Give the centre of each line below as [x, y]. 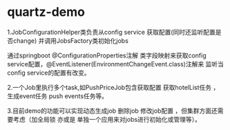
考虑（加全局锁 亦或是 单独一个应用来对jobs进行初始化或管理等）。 [107, 119]
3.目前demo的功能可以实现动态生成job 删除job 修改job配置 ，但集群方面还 [112, 111]
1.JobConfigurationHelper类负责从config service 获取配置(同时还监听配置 [112, 32]
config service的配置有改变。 [49, 73]
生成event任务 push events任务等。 [58, 96]
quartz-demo [46, 12]
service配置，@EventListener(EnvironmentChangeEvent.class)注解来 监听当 [116, 64]
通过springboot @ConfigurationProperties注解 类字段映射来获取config [107, 55]
